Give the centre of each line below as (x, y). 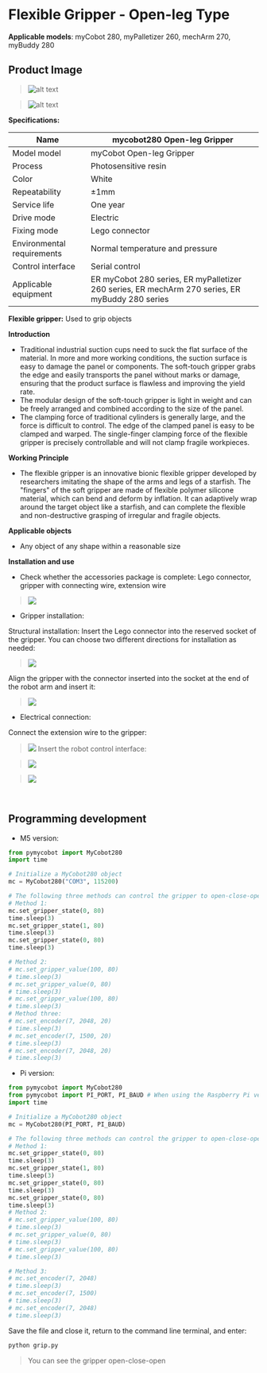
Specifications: (34, 120)
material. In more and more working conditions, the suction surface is (133, 358)
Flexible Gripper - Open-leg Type (119, 15)
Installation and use (41, 561)
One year (108, 204)
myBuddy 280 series (130, 299)
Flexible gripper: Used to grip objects (70, 319)
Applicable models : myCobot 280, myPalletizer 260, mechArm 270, (120, 37)
